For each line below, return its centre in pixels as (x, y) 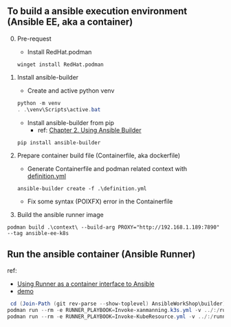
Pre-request (34, 38)
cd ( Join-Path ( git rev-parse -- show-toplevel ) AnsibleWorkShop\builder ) (118, 304)
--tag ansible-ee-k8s (38, 233)
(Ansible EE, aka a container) (70, 22)
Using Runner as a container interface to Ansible (86, 284)
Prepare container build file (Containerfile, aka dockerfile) (99, 155)
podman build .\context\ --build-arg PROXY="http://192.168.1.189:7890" (113, 227)
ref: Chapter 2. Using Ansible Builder (90, 130)
